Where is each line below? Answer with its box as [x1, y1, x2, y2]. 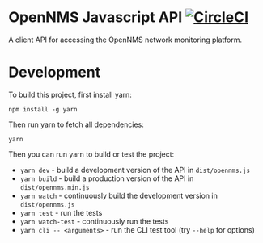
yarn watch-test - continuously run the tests [19, 216, 169, 226]
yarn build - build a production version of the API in [19, 174, 194, 183]
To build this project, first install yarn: [8, 90, 132, 99]
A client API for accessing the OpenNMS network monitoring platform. [8, 35, 243, 44]
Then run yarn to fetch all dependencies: [8, 119, 144, 129]
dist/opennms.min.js [19, 183, 90, 191]
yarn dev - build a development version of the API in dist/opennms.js [19, 165, 251, 174]
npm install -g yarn [8, 105, 78, 113]
